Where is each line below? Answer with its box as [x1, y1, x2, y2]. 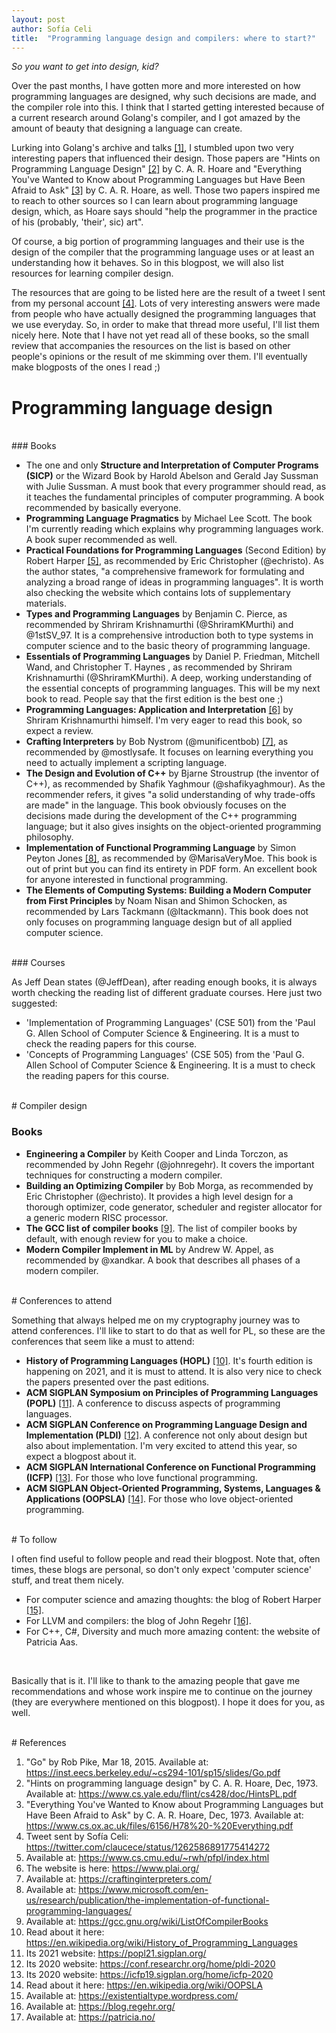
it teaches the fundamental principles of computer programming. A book [25, 491, 325, 503]
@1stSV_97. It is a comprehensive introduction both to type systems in [25, 629, 314, 641]
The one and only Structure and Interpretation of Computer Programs [25, 459, 319, 471]
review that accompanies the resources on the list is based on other [11, 340, 291, 352]
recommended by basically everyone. [25, 502, 182, 514]
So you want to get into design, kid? [11, 61, 159, 73]
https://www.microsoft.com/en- [78, 1883, 209, 1895]
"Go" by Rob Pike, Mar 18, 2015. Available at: [25, 1756, 209, 1768]
